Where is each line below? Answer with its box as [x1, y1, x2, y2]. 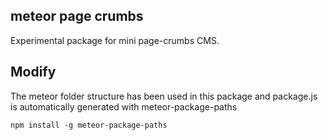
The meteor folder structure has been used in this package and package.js [10, 90, 318, 102]
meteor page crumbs [10, 8, 144, 25]
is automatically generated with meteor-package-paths [10, 100, 238, 113]
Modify [10, 64, 57, 81]
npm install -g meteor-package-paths [10, 120, 168, 130]
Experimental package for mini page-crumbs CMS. [10, 34, 220, 46]
